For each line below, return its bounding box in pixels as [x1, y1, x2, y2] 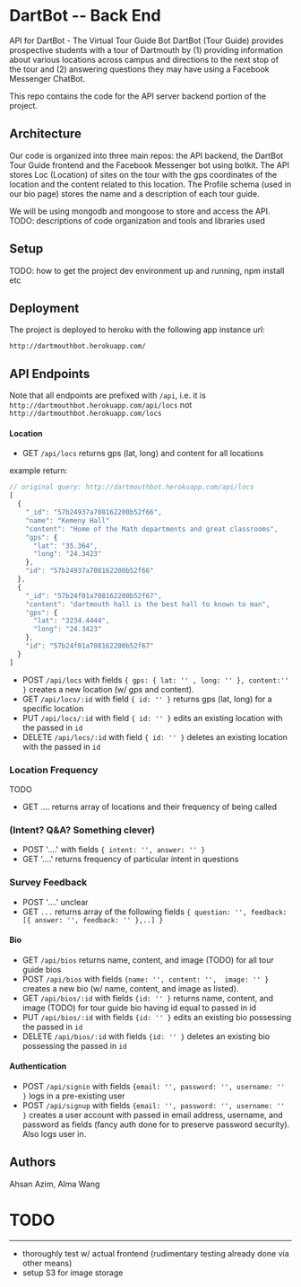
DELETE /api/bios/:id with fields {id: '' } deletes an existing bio [21, 1030, 271, 1042]
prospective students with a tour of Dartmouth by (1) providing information [9, 44, 284, 55]
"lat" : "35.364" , [32, 541, 99, 551]
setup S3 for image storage [21, 1267, 124, 1278]
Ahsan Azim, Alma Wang [9, 1178, 100, 1189]
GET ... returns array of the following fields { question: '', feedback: [21, 906, 288, 917]
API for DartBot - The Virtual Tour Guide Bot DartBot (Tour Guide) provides [9, 35, 284, 46]
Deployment [9, 300, 80, 315]
